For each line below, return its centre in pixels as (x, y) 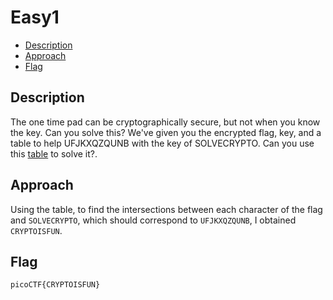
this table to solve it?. (54, 153)
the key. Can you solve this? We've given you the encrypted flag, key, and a (166, 132)
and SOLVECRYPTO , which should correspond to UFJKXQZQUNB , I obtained (153, 220)
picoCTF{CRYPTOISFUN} (55, 285)
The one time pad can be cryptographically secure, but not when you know (165, 122)
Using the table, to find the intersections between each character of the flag (166, 209)
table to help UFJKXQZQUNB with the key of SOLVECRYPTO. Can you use (162, 143)
